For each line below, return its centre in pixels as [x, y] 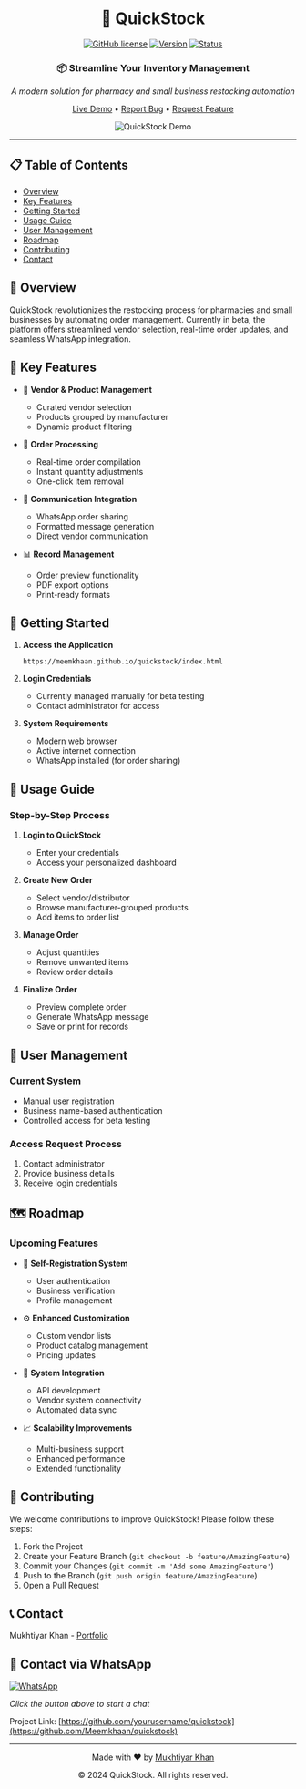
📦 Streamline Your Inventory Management [153, 67]
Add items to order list [78, 917]
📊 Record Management [68, 554]
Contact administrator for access [98, 706]
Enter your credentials [78, 853]
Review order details [75, 972]
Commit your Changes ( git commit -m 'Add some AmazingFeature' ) [148, 1566]
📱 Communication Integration [80, 499]
